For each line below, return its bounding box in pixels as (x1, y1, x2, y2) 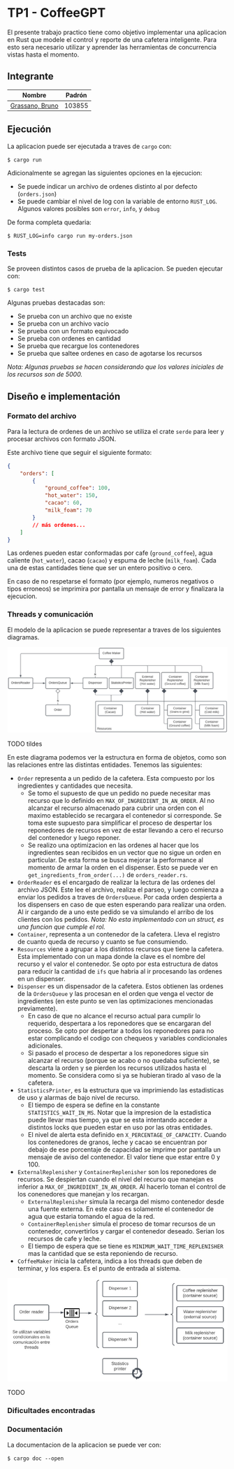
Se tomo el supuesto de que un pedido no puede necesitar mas (27, 789, 211, 797)
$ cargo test (7, 287, 45, 294)
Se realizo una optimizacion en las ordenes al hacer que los (27, 841, 199, 850)
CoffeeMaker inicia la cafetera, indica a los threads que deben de (17, 1257, 203, 1266)
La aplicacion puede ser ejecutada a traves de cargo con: (7, 142, 172, 150)
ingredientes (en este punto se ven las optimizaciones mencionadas (17, 997, 214, 1006)
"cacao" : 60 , (44, 500, 82, 507)
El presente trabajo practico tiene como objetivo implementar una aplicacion (7, 28, 227, 36)
